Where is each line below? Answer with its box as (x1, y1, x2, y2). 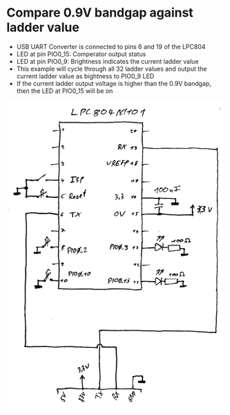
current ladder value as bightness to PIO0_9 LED (16, 71, 155, 80)
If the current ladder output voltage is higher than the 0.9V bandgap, (16, 79, 212, 87)
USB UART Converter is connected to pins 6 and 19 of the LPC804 (16, 42, 206, 51)
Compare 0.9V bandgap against (6, 5, 194, 21)
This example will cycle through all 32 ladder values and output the (16, 64, 207, 73)
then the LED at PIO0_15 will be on (16, 87, 113, 95)
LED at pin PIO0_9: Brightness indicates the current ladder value (16, 57, 199, 65)
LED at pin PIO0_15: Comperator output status (16, 50, 146, 58)
